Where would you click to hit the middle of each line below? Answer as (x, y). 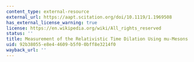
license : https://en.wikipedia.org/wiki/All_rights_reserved (84, 28)
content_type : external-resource (48, 12)
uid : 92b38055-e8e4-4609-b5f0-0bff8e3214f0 (61, 45)
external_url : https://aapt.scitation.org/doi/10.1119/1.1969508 (89, 17)
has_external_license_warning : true (52, 22)
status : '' (20, 34)
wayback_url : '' (26, 50)
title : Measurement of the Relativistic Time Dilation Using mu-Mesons (97, 39)
